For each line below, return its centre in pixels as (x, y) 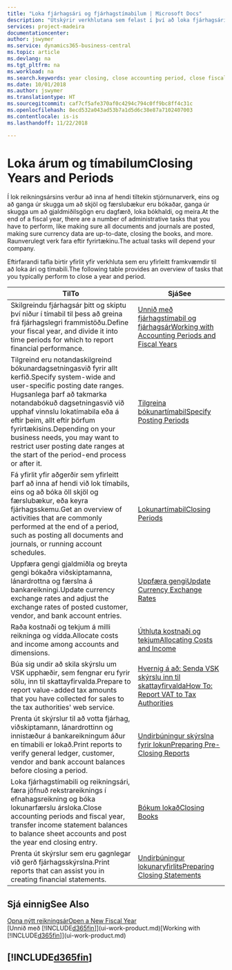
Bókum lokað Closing (171, 808)
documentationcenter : (38, 33)
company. (21, 248)
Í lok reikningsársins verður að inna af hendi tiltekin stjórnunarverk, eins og (113, 197)
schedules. (28, 553)
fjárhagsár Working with (176, 327)
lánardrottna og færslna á (52, 581)
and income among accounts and (65, 644)
